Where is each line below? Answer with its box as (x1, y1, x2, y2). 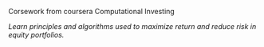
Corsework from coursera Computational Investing (8, 7, 175, 16)
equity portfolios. (8, 31, 65, 39)
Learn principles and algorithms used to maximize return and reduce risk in (8, 22, 257, 31)
